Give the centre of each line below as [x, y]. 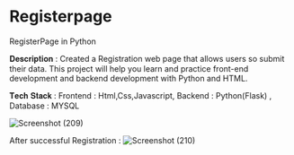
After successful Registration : [65, 140]
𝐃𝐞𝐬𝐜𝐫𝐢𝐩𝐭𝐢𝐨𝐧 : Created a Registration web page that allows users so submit [147, 58]
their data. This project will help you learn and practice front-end [129, 68]
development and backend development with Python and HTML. [129, 78]
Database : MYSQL [45, 106]
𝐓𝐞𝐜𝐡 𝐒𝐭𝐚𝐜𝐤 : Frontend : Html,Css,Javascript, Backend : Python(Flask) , [141, 95]
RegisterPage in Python [53, 41]
